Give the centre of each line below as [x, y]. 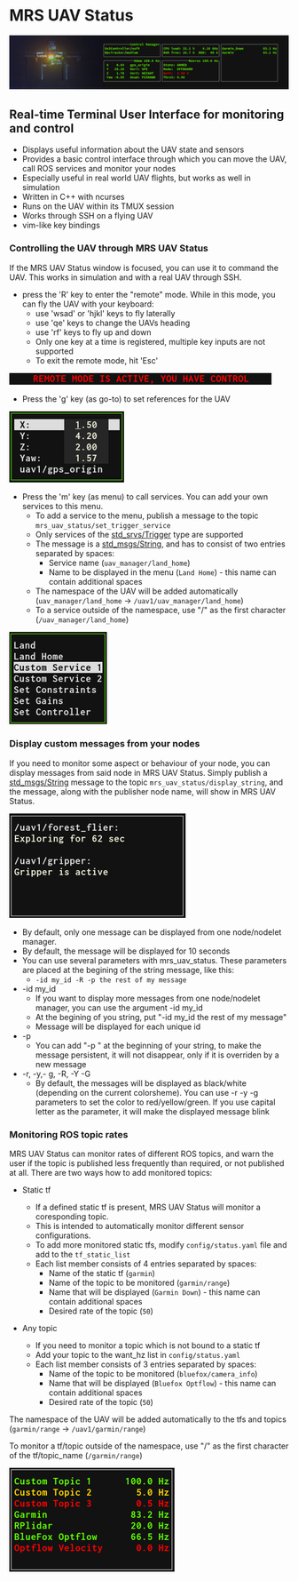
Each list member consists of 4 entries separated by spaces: [146, 1264]
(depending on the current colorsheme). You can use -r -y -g [147, 1092]
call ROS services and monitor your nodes [99, 169]
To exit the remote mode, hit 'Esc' [97, 360]
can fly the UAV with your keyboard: [88, 304]
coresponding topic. [72, 1217]
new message [61, 1064]
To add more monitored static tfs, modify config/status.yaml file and [161, 1245]
